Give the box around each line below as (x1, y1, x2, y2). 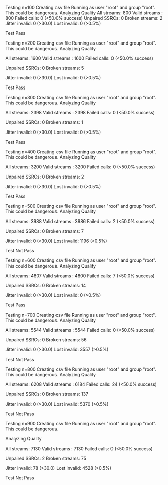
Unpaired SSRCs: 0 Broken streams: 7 (5, 228, 84, 234)
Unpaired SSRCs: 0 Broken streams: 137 (5, 391, 89, 397)
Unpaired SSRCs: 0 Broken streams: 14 (5, 283, 86, 288)
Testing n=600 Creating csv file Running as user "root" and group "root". (5, 257, 156, 263)
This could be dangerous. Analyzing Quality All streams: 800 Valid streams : (5, 10, 163, 16)
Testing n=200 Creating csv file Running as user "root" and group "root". (5, 40, 156, 46)
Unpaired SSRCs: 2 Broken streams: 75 (5, 455, 87, 461)
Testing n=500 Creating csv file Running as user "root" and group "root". (5, 203, 156, 209)
